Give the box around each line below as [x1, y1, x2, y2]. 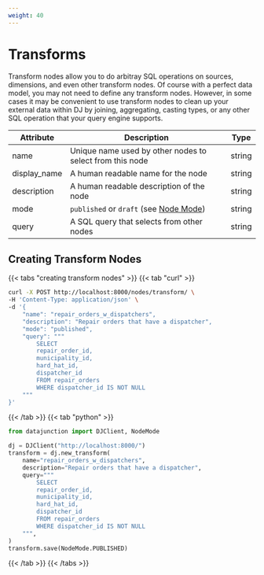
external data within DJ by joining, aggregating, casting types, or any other [8, 105, 250, 114]
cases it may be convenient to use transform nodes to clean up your [8, 96, 229, 106]
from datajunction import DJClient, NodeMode [8, 428, 159, 436]
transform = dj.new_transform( [8, 449, 111, 457]
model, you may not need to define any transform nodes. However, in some [8, 88, 252, 98]
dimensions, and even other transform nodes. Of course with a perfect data [8, 79, 253, 89]
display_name [12, 168, 63, 179]
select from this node [69, 155, 148, 166]
